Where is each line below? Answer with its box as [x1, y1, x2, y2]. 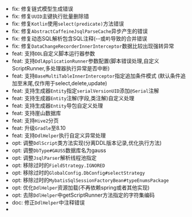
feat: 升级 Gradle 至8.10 [11, 125, 66, 131]
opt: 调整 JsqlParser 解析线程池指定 [11, 154, 97, 161]
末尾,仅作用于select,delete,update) [22, 80, 108, 86]
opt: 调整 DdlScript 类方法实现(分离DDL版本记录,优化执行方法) [11, 139, 162, 146]
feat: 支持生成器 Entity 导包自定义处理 [11, 102, 103, 109]
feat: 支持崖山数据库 [11, 110, 61, 116]
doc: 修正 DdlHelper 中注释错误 [11, 199, 85, 206]
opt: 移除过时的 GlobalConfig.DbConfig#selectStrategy [11, 169, 146, 176]
